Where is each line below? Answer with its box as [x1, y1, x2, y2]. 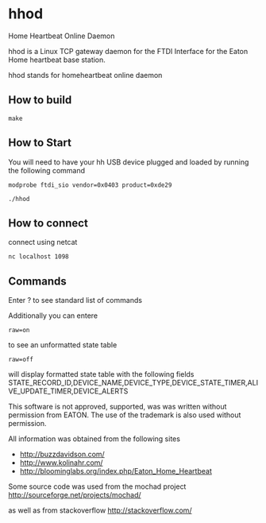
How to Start [8, 136, 71, 149]
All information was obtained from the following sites [8, 434, 181, 444]
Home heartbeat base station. [8, 55, 106, 64]
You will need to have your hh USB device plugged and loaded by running [8, 157, 249, 167]
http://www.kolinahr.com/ [19, 458, 103, 467]
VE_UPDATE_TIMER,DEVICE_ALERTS [8, 386, 129, 396]
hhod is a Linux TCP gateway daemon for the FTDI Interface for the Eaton [8, 46, 249, 56]
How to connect [8, 216, 89, 230]
